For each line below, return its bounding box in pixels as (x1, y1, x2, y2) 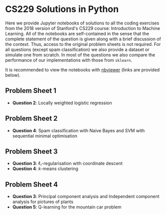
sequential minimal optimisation (12, 133, 78, 139)
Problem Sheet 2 (5, 114, 58, 123)
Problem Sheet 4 (5, 180, 58, 189)
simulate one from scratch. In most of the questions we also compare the (5, 51, 156, 58)
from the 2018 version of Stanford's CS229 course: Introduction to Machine (5, 25, 161, 31)
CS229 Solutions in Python (5, 3, 119, 15)
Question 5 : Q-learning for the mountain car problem (12, 204, 122, 210)
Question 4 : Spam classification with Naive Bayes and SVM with (12, 127, 145, 133)
